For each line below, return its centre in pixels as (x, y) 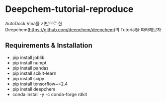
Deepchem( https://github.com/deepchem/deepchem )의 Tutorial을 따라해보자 (83, 29)
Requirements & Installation (49, 46)
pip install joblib (28, 57)
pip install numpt (29, 62)
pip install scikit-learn (34, 73)
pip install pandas (30, 68)
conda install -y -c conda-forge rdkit (50, 94)
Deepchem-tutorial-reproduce (69, 9)
